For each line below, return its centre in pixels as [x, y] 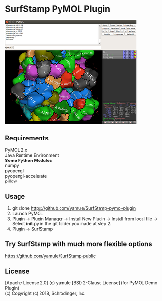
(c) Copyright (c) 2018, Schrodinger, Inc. [46, 293]
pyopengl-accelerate [26, 176]
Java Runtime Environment [32, 155]
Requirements [27, 138]
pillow [11, 181]
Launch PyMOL [28, 213]
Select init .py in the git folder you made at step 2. [62, 223]
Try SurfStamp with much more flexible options [79, 244]
